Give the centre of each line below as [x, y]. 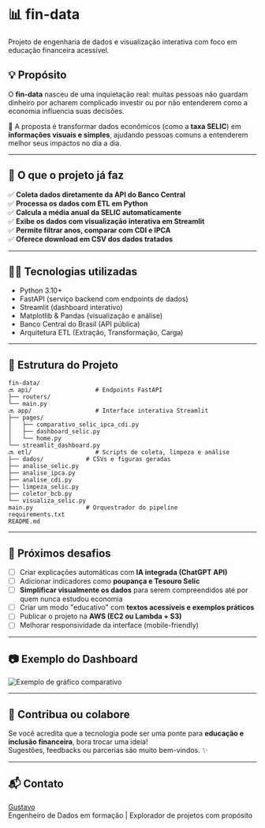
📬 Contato [36, 784]
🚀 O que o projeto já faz [66, 175]
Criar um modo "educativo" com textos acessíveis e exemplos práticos [137, 607]
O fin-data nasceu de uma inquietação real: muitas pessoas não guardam [128, 94]
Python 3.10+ [41, 291]
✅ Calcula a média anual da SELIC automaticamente [95, 212]
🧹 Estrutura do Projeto [63, 365]
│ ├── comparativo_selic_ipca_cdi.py [74, 425]
